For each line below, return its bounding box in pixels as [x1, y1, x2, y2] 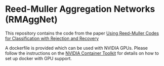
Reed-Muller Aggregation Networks [5, 3, 155, 15]
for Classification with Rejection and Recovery [5, 35, 99, 41]
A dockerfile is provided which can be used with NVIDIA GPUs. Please [5, 45, 148, 51]
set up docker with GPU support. [5, 55, 72, 61]
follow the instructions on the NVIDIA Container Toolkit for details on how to [5, 50, 159, 56]
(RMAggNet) [5, 14, 58, 25]
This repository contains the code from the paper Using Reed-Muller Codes [5, 30, 159, 36]
